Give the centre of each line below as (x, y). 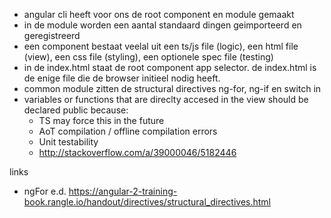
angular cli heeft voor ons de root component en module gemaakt (159, 14)
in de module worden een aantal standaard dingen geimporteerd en (162, 25)
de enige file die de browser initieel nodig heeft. (122, 78)
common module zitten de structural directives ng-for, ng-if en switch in (172, 88)
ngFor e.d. (45, 191)
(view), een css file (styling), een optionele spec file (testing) (148, 57)
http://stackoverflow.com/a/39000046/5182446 (137, 152)
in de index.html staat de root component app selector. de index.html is (170, 67)
